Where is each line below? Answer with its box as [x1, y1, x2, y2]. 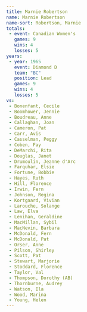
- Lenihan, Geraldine [8, 214, 63, 220]
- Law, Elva [8, 208, 39, 215]
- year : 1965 [8, 58, 42, 64]
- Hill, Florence [8, 181, 52, 187]
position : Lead [14, 75, 52, 81]
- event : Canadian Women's [8, 31, 76, 37]
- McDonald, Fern [8, 230, 52, 236]
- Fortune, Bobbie [8, 169, 55, 176]
